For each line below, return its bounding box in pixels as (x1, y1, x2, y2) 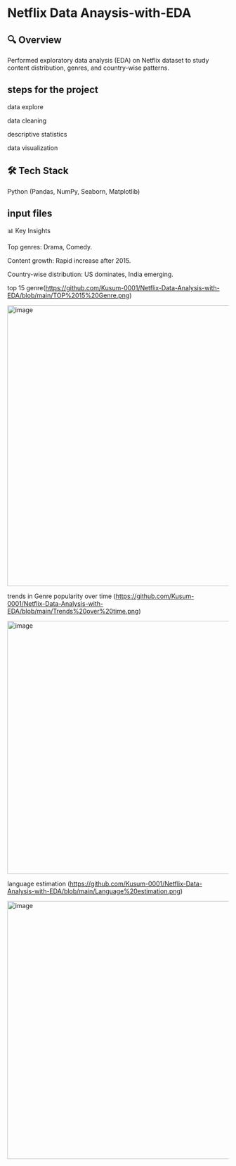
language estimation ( (7, 879, 70, 888)
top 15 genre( (7, 284, 46, 292)
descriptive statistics (7, 130, 67, 138)
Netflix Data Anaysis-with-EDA (7, 5, 192, 21)
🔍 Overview (7, 34, 62, 46)
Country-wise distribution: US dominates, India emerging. (7, 270, 173, 279)
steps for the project (7, 84, 98, 96)
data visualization (7, 143, 58, 152)
